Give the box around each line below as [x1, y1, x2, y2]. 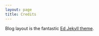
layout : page [5, 7, 32, 12]
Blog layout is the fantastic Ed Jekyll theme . [5, 25, 94, 31]
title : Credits [5, 12, 37, 17]
